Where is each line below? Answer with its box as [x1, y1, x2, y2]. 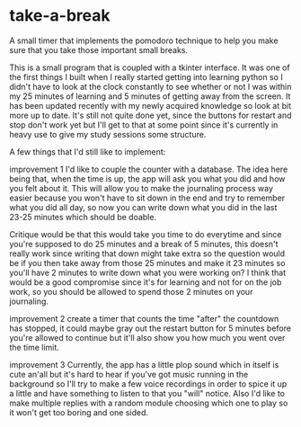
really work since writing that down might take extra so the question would [9, 248, 286, 259]
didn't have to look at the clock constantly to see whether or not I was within [9, 81, 292, 92]
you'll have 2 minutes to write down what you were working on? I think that [9, 267, 287, 278]
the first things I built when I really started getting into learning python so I [9, 71, 283, 82]
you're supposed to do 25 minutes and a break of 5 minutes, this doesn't [9, 238, 279, 249]
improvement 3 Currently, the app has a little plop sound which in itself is [9, 359, 279, 369]
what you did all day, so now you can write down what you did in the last [9, 201, 278, 212]
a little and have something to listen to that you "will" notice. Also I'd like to [9, 387, 286, 398]
